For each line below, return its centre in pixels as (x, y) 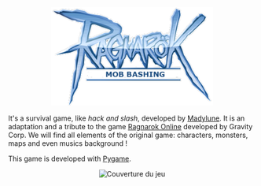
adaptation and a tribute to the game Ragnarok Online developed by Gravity (130, 126)
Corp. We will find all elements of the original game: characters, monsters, (128, 135)
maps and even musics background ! (68, 143)
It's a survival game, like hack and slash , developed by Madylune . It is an (127, 118)
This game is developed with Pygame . (70, 158)
